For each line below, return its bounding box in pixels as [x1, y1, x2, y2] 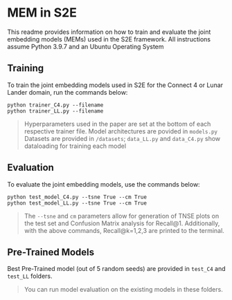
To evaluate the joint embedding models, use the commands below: [7, 180, 200, 188]
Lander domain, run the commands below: [7, 88, 128, 96]
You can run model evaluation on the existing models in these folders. [24, 285, 223, 294]
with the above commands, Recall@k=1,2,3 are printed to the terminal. [24, 226, 225, 234]
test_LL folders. [7, 272, 53, 281]
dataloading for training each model [24, 142, 127, 150]
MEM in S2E [7, 5, 78, 21]
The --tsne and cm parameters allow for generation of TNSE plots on [24, 212, 220, 220]
